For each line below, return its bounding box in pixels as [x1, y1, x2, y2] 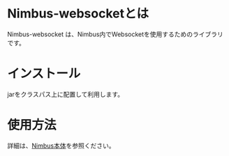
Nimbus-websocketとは [7, 6, 149, 22]
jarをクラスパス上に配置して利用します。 [7, 90, 124, 98]
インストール [7, 66, 81, 81]
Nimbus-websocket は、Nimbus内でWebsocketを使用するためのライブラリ [7, 30, 223, 38]
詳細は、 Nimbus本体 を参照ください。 [7, 141, 115, 150]
